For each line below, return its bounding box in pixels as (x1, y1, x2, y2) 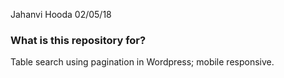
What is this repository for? (10, 33, 147, 47)
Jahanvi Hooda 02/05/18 (10, 9, 112, 20)
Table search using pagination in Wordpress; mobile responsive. (10, 56, 275, 68)
